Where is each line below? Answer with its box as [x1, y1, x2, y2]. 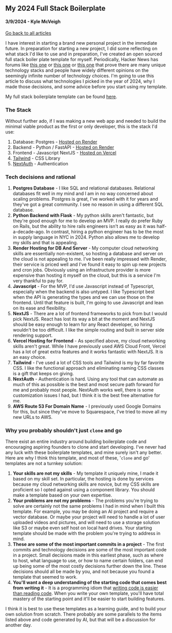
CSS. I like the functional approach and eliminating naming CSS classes [12, 365, 164, 371]
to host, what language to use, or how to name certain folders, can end [12, 558, 163, 564]
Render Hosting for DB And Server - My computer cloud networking [12, 245, 159, 251]
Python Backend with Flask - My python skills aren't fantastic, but [12, 213, 154, 219]
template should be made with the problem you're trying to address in [12, 530, 161, 536]
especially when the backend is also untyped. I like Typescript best [12, 289, 155, 295]
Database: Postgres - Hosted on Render [12, 139, 98, 145]
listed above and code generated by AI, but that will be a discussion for [5, 617, 156, 623]
